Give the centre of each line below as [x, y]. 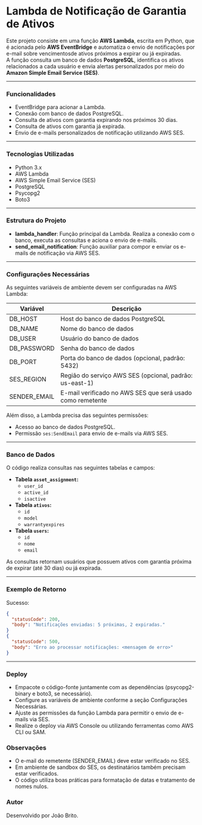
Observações [26, 748]
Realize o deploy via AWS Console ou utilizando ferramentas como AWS [104, 726]
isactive [35, 499]
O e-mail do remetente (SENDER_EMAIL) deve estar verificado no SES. [103, 761]
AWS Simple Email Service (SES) [55, 180]
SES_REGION [28, 380]
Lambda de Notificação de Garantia [96, 11]
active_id [36, 493]
